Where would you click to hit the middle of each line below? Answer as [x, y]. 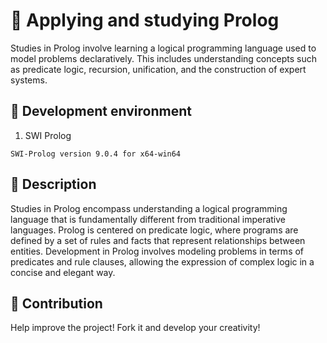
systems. [29, 80]
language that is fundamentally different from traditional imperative [148, 219]
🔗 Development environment [101, 111]
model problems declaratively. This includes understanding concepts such [163, 58]
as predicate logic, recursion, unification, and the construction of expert [158, 69]
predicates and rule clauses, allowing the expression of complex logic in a [162, 261]
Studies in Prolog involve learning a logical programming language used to [163, 48]
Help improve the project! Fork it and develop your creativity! [135, 328]
